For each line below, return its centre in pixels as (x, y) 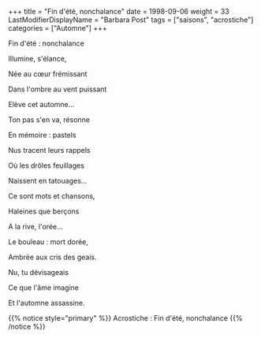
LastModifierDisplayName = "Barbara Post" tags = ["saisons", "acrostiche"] (131, 20)
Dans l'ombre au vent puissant (58, 89)
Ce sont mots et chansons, (52, 196)
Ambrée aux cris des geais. (52, 257)
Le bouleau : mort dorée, (48, 242)
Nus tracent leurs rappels (49, 150)
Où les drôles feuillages (47, 165)
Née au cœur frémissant (48, 74)
